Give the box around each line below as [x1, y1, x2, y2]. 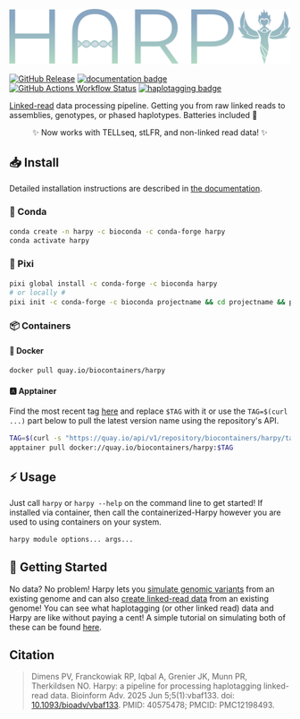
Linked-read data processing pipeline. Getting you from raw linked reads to [9, 100, 286, 111]
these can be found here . [9, 621, 103, 632]
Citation [9, 647, 55, 663]
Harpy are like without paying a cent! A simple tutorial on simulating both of [9, 612, 286, 622]
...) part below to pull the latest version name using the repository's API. [9, 415, 279, 426]
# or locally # [9, 288, 66, 297]
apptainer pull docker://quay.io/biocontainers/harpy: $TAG [9, 443, 234, 452]
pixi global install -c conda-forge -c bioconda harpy [9, 278, 218, 288]
